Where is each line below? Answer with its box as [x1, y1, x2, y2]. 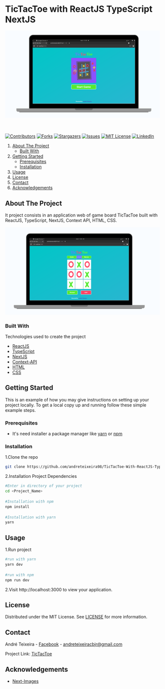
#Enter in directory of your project [5, 483, 82, 489]
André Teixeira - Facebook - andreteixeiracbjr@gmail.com [5, 641, 123, 647]
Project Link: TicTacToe [5, 651, 53, 657]
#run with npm [5, 572, 34, 578]
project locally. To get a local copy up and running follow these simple [5, 402, 146, 408]
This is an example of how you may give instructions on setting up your [5, 397, 149, 402]
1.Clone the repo [5, 454, 38, 460]
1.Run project [5, 546, 32, 553]
